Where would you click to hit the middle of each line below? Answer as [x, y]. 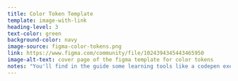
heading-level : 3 [33, 27]
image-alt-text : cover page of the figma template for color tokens [110, 60]
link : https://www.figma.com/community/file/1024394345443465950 [106, 54]
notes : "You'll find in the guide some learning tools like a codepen [114, 66]
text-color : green [34, 33]
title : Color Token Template [50, 14]
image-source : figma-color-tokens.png [64, 46]
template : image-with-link [47, 20]
